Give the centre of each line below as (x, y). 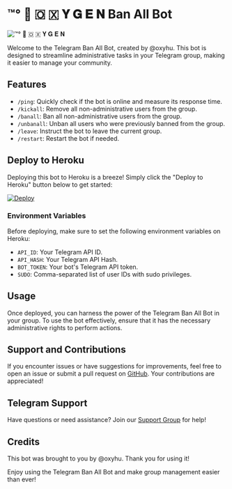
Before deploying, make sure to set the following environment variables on (114, 231)
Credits (24, 442)
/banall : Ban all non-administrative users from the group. (100, 116)
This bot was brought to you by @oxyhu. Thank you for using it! (99, 458)
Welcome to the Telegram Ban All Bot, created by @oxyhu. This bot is (107, 47)
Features (27, 85)
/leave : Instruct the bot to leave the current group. (90, 131)
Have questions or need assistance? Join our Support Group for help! (107, 420)
